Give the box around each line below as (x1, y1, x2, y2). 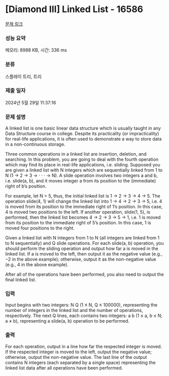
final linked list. (5, 277, 36, 283)
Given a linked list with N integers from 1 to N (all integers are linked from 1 (5, 235, 160, 241)
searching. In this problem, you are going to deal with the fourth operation (5, 156, 159, 162)
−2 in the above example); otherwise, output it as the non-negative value (5, 256, 156, 263)
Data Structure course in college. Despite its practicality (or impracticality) (5, 131, 159, 137)
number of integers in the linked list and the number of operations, (5, 307, 143, 314)
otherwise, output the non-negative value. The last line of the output (5, 354, 147, 360)
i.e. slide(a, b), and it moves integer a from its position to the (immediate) (5, 178, 156, 184)
